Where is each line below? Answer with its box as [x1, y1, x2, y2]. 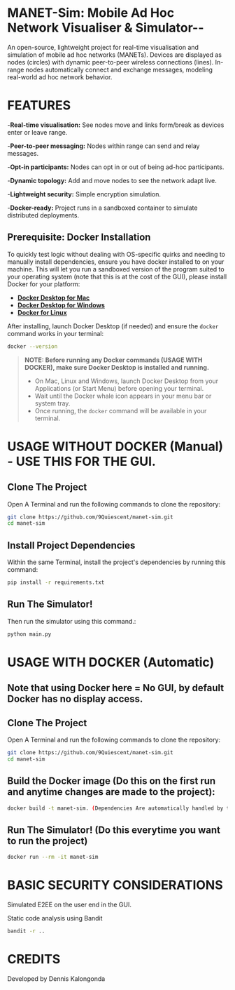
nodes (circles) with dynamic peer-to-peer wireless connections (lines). [7, 58, 214, 66]
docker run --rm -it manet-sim [7, 854, 99, 861]
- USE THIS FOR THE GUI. [7, 453, 156, 469]
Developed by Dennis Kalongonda [7, 974, 106, 983]
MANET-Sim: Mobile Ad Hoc [7, 5, 175, 21]
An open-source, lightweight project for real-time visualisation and [7, 43, 199, 51]
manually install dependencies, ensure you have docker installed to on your [7, 257, 225, 266]
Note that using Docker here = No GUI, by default [7, 682, 225, 694]
